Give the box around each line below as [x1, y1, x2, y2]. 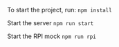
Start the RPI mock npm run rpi [7, 32, 97, 40]
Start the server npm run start [7, 19, 94, 27]
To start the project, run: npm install [7, 6, 112, 14]
